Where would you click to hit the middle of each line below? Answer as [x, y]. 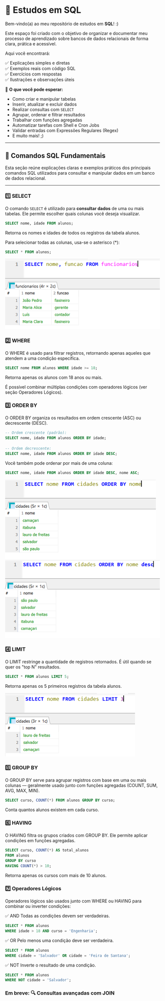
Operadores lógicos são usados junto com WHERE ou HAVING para [73, 901]
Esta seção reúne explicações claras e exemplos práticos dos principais [78, 168]
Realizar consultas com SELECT [43, 109]
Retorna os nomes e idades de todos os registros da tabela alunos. [73, 233]
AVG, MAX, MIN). [23, 791]
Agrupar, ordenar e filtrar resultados [49, 114]
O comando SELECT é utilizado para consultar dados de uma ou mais [74, 209]
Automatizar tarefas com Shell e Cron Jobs [56, 125]
